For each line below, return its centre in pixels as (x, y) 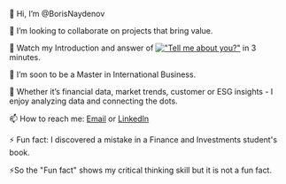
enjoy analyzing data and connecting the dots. (94, 101)
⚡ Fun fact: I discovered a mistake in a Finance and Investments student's (143, 140)
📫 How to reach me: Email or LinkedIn (79, 119)
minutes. (25, 57)
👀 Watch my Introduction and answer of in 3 (133, 48)
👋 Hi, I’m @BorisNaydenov (57, 14)
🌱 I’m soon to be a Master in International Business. (103, 74)
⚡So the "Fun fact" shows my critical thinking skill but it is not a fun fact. (141, 170)
